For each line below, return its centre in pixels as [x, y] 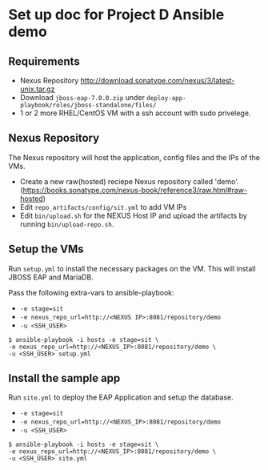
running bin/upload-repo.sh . [67, 224]
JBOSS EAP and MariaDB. [51, 277]
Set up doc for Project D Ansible [116, 15]
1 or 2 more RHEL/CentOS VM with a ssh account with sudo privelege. [135, 113]
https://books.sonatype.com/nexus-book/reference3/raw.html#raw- [135, 190]
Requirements [44, 61]
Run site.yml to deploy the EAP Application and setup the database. [121, 397]
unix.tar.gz [37, 89]
